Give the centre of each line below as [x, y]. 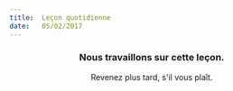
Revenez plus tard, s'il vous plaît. [152, 77]
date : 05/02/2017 [46, 26]
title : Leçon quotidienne [60, 18]
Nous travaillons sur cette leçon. [152, 58]
